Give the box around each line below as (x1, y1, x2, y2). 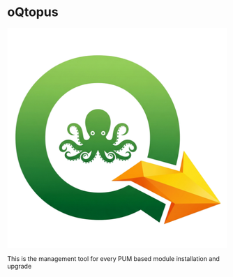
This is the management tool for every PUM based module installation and (7, 254, 220, 262)
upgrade (7, 262, 32, 270)
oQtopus (7, 4, 59, 20)
